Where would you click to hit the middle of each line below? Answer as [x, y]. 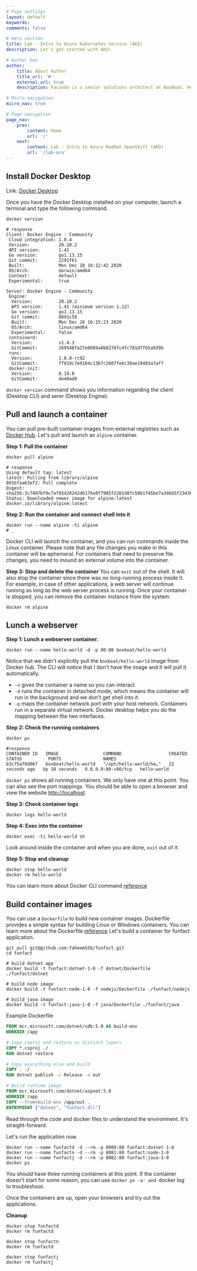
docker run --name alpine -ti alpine [52, 525]
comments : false [26, 28]
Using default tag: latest [39, 472]
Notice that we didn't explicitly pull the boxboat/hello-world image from [92, 661]
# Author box [22, 60]
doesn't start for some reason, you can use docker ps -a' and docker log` [96, 1180]
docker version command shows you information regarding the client [90, 390]
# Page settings [26, 11]
